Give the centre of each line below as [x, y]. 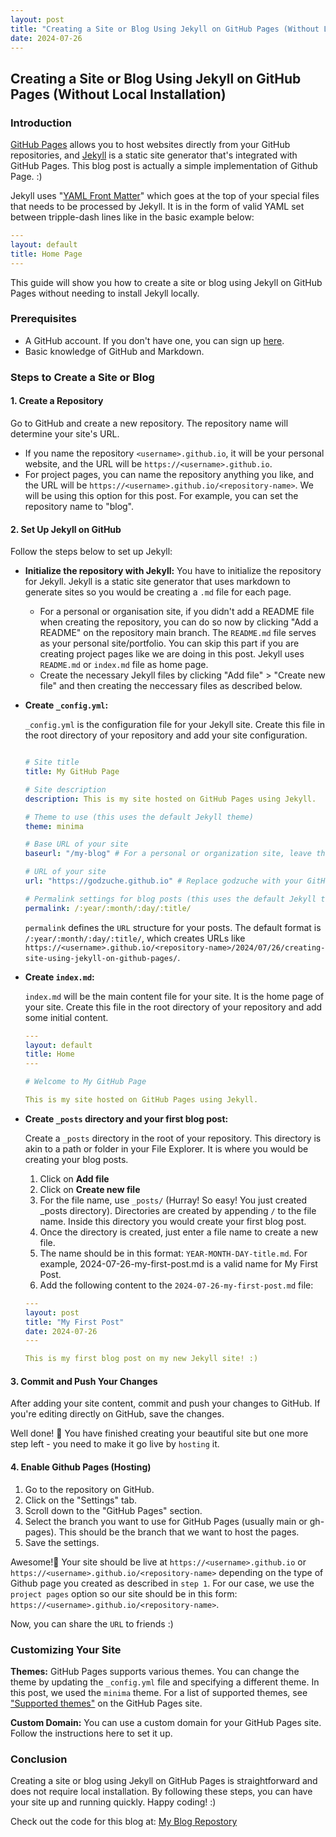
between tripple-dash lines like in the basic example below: [132, 217]
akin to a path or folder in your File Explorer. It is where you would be [166, 1148]
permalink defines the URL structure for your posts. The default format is [173, 927]
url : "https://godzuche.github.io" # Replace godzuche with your [163, 881]
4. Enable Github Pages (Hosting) [81, 1467]
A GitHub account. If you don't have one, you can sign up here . [154, 340]
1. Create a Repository [57, 401]
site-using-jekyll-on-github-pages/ [101, 958]
